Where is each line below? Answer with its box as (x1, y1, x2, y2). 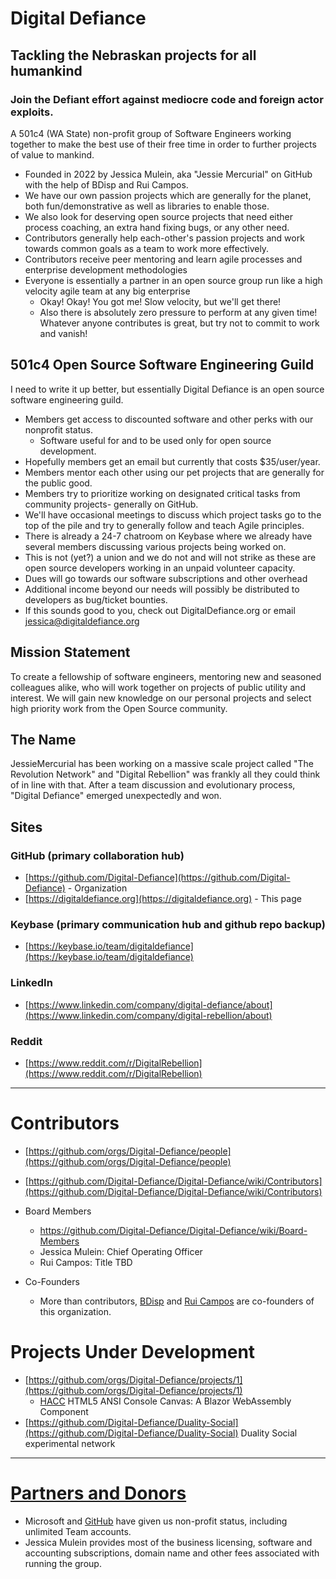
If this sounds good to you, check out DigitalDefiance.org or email (24, 604, 296, 616)
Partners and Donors (10, 1482, 187, 1504)
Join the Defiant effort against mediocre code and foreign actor (10, 92, 324, 106)
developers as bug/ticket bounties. (24, 593, 168, 606)
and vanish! (39, 327, 88, 339)
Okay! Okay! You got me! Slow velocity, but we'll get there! (39, 295, 282, 307)
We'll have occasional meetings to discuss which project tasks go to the (24, 508, 322, 521)
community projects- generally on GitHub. (24, 498, 199, 510)
